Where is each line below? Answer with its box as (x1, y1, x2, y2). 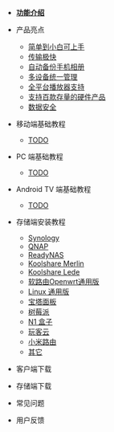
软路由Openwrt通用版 (27, 277, 100, 286)
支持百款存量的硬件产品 (27, 92, 106, 101)
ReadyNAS (27, 251, 64, 259)
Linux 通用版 (27, 287, 70, 296)
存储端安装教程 (15, 217, 66, 226)
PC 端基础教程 (15, 152, 63, 161)
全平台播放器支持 (27, 82, 85, 92)
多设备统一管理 (27, 72, 78, 81)
